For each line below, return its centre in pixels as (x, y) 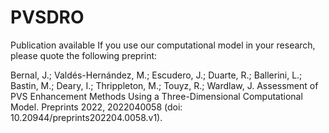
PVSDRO (47, 17)
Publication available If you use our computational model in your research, (163, 45)
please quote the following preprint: (84, 55)
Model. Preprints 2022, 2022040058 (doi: (96, 107)
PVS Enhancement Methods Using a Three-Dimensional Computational (156, 96)
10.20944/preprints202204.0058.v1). (86, 117)
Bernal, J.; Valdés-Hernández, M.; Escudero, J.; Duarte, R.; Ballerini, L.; (156, 75)
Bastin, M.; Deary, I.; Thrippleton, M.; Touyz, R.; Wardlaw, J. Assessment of (164, 85)
